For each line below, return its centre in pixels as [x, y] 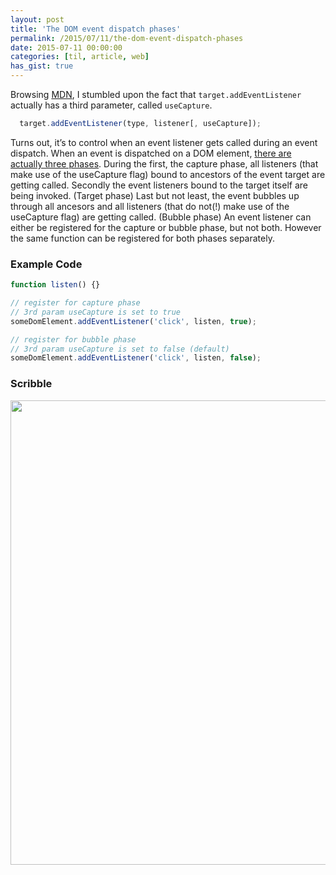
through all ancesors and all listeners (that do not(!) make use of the [150, 206]
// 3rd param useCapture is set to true [96, 312]
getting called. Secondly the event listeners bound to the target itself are [159, 185]
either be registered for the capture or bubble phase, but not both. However [166, 227]
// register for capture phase [75, 303]
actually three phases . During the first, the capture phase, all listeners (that [164, 163]
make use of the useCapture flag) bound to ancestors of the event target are [168, 174]
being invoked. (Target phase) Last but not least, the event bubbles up [155, 195]
